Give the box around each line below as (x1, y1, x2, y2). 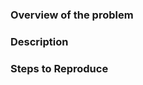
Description (10, 34, 69, 48)
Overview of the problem (10, 8, 134, 22)
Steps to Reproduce (10, 61, 109, 75)
